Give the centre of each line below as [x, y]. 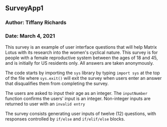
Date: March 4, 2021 [30, 36]
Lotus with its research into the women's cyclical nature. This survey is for [81, 52]
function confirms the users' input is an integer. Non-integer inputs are [78, 98]
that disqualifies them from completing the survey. [57, 83]
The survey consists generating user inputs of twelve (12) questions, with [81, 113]
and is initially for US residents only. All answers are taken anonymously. [79, 63]
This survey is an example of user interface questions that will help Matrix [81, 47]
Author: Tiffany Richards [36, 23]
